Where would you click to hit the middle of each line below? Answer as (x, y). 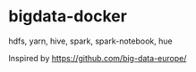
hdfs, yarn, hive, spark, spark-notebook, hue (90, 41)
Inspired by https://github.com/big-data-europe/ (98, 58)
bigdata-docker (68, 16)
